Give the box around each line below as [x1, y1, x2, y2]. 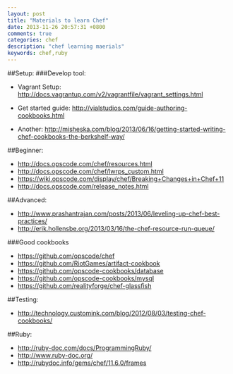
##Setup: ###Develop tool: [7, 68, 86, 77]
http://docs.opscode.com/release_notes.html [17, 182, 149, 190]
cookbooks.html [17, 111, 65, 120]
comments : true [7, 30, 52, 37]
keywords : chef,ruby [7, 50, 68, 57]
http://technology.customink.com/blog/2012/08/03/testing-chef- [17, 308, 206, 317]
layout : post [7, 10, 46, 18]
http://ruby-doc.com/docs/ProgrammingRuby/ [17, 343, 152, 352]
